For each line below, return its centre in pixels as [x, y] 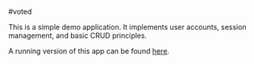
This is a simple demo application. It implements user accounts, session [128, 27]
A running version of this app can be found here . [89, 51]
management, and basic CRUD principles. [78, 36]
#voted [20, 12]
